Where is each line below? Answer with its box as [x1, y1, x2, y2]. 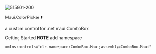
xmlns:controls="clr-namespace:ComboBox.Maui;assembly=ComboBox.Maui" [5, 44, 152, 49]
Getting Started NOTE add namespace [5, 35, 82, 41]
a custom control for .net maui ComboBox [5, 26, 89, 31]
